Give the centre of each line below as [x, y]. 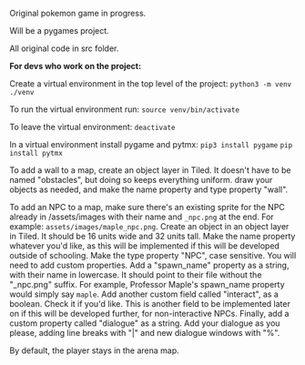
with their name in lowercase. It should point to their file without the [136, 275]
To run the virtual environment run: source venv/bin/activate [124, 109]
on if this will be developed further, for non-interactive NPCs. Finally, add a [149, 314]
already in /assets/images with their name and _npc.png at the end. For [142, 217]
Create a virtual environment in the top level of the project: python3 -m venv [151, 84]
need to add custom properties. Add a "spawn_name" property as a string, [149, 265]
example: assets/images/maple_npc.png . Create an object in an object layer [149, 226]
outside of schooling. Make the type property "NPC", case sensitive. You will [153, 255]
